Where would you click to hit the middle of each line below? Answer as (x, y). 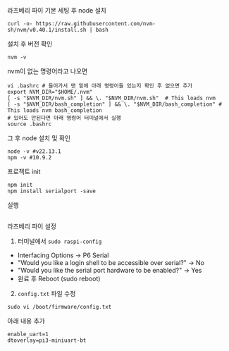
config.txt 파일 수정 (47, 294)
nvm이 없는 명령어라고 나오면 (48, 71)
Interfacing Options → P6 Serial (63, 255)
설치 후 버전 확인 (30, 44)
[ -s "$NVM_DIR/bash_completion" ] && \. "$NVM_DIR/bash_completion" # (114, 104)
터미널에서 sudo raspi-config (60, 241)
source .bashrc (30, 124)
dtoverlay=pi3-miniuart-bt (47, 340)
